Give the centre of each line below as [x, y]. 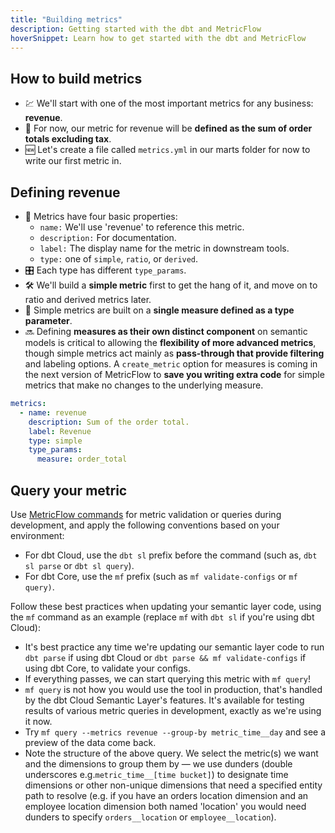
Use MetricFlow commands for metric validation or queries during [146, 514]
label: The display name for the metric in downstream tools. [164, 248]
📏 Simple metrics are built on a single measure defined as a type [159, 310]
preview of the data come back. [90, 742]
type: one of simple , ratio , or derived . [119, 259]
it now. [38, 721]
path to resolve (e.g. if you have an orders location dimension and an [166, 795]
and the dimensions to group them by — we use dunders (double [158, 763]
